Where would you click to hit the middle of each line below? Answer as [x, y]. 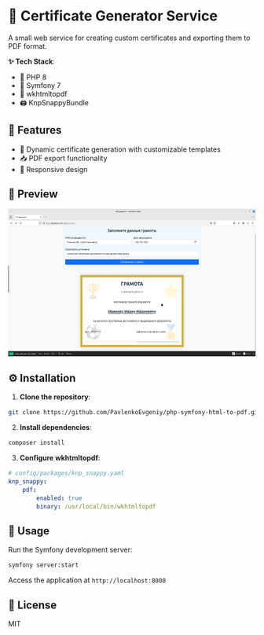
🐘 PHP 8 [33, 77]
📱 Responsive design [53, 169]
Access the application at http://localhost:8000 [87, 580]
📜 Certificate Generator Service [113, 16]
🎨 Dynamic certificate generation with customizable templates [120, 149]
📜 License [33, 605]
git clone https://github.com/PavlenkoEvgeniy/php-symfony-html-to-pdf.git [135, 413]
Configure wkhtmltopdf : [60, 458]
